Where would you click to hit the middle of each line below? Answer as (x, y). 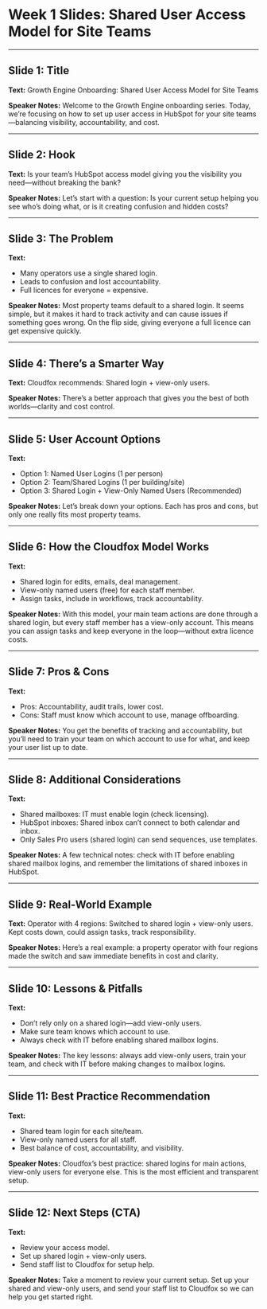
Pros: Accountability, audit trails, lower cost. (92, 706)
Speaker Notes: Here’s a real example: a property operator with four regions (133, 948)
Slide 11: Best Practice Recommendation (109, 1096)
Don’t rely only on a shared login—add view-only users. (111, 1023)
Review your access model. (65, 1247)
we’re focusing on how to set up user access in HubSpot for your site (121, 114)
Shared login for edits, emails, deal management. (100, 581)
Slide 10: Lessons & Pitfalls (75, 989)
